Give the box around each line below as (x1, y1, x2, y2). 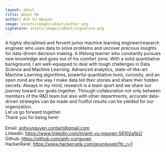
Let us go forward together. (5, 109, 62, 115)
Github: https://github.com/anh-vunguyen (5, 136, 92, 142)
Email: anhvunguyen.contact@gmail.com (5, 125, 90, 131)
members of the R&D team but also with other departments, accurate (5, 93, 148, 99)
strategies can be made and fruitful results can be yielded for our (19, 98, 154, 104)
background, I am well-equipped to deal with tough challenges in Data (5, 61, 150, 67)
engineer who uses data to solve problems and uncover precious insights (5, 45, 157, 51)
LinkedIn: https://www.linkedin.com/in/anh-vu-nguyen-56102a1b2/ (5, 130, 143, 136)
